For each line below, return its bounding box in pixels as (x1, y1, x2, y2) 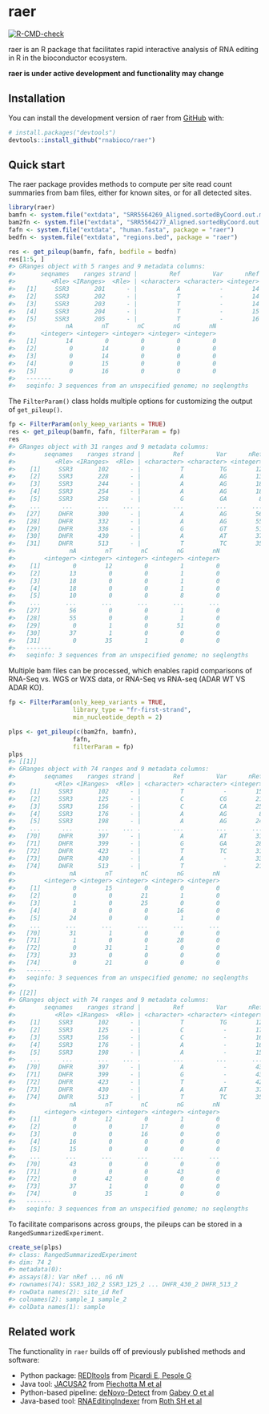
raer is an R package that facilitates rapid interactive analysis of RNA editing (8, 44, 259, 54)
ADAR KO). (8, 683, 44, 693)
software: (8, 1355, 40, 1364)
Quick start (8, 158, 66, 172)
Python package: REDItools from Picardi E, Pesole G (19, 1370, 192, 1380)
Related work (8, 1325, 76, 1339)
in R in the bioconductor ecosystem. (8, 53, 128, 63)
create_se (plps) (8, 1243, 62, 1251)
